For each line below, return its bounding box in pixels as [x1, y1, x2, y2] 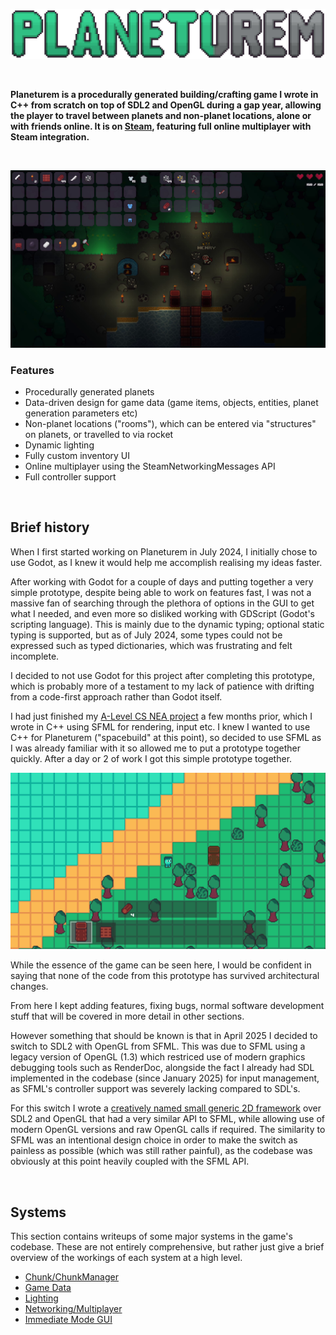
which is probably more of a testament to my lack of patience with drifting [10, 680, 315, 692]
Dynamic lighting [24, 439, 95, 451]
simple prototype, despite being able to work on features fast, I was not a [10, 586, 312, 598]
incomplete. [10, 650, 60, 662]
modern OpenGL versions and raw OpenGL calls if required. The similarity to [10, 1124, 326, 1136]
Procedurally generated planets [24, 386, 155, 398]
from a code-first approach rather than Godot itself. [10, 690, 223, 703]
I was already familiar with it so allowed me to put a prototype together [10, 742, 301, 754]
